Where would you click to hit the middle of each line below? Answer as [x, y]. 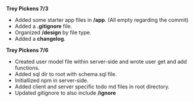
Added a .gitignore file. [43, 26]
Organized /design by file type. [53, 32]
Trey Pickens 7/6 [27, 50]
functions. [27, 68]
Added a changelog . [40, 39]
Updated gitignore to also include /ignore [65, 93]
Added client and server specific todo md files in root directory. [92, 87]
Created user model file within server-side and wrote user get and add [101, 62]
